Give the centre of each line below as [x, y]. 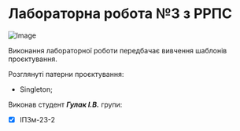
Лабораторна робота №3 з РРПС [120, 14]
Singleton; [36, 89]
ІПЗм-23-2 [37, 119]
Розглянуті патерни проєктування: [66, 74]
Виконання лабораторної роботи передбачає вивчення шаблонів [118, 50]
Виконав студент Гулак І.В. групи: [65, 104]
